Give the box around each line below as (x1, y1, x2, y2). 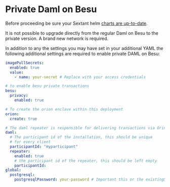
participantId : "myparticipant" (10, 144, 78, 150)
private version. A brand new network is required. (5, 35, 109, 41)
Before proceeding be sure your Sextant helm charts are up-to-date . (5, 20, 148, 26)
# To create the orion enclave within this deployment (5, 107, 123, 112)
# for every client (10, 139, 51, 145)
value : (10, 70, 24, 75)
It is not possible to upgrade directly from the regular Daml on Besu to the (5, 30, 158, 36)
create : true (10, 116, 37, 121)
